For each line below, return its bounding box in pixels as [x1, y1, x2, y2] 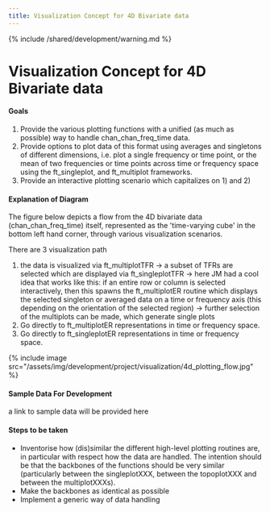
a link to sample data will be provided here [8, 406, 149, 416]
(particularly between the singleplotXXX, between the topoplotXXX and [19, 468, 257, 478]
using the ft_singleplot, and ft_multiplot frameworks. [19, 167, 193, 177]
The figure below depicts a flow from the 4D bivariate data [8, 212, 203, 222]
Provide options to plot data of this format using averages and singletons [19, 142, 262, 152]
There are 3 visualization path [8, 245, 107, 255]
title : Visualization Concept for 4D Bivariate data [8, 11, 189, 20]
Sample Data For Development [8, 389, 113, 398]
